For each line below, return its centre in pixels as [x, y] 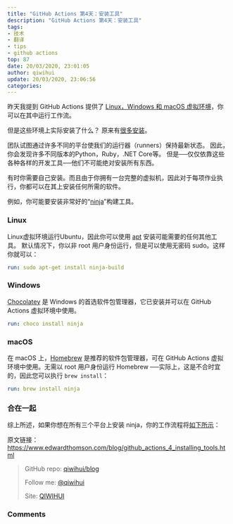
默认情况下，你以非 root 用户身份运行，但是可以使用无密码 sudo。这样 [123, 245]
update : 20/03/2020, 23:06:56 [52, 79]
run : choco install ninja [45, 324]
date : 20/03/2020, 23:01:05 [49, 66]
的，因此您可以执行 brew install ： [58, 375]
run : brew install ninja [44, 389]
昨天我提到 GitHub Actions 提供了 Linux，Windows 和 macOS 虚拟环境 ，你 [115, 107]
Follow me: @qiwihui [54, 483]
